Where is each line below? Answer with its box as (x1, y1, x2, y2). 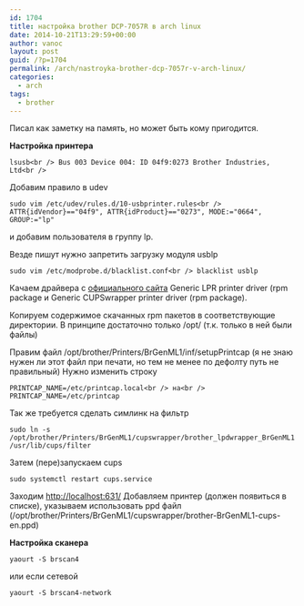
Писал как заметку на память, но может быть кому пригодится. (9, 123, 259, 134)
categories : (9, 73, 55, 82)
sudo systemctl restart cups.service (9, 475, 153, 484)
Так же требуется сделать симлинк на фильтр (9, 408, 189, 419)
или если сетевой (9, 571, 79, 582)
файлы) (9, 329, 38, 340)
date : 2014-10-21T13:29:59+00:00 (9, 30, 137, 39)
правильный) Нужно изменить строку (9, 366, 157, 378)
